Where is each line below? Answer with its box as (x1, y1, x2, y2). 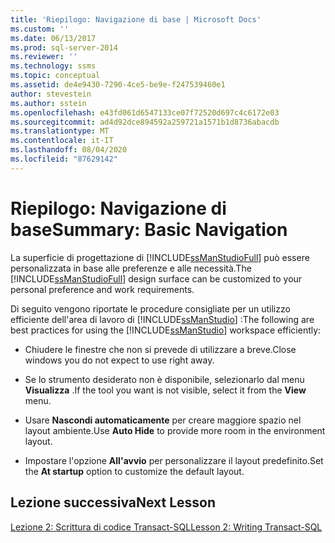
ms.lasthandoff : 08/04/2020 (10, 145, 128, 155)
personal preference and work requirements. (10, 283, 195, 295)
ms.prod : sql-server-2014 (10, 42, 118, 53)
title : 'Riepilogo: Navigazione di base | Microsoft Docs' (10, 14, 262, 25)
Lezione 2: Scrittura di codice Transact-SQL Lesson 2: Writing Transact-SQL (10, 521, 323, 533)
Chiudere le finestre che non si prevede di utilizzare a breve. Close (24, 343, 297, 355)
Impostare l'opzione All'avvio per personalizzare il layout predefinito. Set (24, 454, 324, 466)
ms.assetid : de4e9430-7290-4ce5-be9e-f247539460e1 (10, 80, 226, 90)
